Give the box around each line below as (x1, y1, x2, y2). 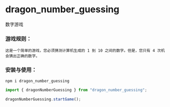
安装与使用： (5, 67, 37, 74)
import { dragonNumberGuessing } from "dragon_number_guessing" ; (5, 88, 147, 93)
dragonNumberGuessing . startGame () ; (5, 97, 81, 102)
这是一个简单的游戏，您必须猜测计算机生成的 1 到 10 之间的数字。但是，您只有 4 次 (5, 48, 161, 53)
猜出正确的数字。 (9, 54, 40, 59)
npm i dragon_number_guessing (5, 78, 70, 83)
